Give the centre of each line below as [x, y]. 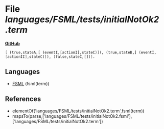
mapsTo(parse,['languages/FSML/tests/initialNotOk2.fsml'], [72, 116]
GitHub [12, 43]
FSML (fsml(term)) [31, 83]
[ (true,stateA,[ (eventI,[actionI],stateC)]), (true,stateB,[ [71, 52]
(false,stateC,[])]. [74, 57]
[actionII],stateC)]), [28, 57]
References [23, 99]
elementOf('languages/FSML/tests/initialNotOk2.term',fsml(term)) [78, 111]
